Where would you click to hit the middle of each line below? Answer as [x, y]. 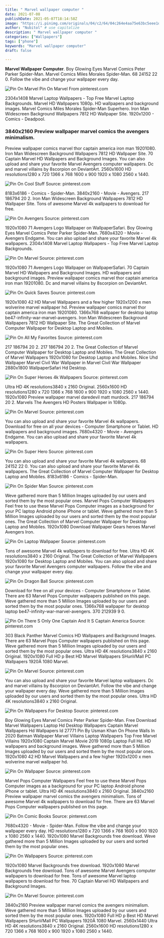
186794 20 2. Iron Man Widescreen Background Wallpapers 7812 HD [74, 198]
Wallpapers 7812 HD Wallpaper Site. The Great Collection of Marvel [73, 323]
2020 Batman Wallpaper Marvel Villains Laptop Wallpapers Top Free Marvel [81, 736]
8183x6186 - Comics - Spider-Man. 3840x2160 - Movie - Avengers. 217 [77, 193]
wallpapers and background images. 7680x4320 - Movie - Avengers [74, 431]
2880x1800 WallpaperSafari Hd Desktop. [46, 368]
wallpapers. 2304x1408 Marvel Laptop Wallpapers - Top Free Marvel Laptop [82, 243]
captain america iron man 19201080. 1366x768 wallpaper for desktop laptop [82, 312]
